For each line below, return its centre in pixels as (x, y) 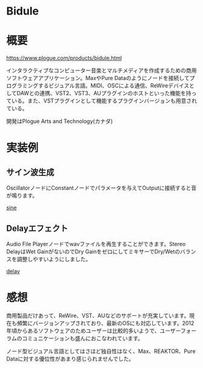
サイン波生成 (30, 172)
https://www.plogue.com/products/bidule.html (64, 58)
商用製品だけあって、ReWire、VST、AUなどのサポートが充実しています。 (98, 315)
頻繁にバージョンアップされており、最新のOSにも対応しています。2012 (105, 323)
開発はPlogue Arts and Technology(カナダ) (60, 121)
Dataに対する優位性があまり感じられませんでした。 (70, 358)
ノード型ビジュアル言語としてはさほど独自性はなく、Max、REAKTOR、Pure (101, 351)
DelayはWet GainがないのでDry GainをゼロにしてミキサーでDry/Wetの (93, 251)
